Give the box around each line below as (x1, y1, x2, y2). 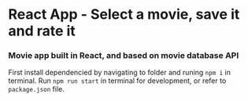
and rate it (8, 22, 76, 40)
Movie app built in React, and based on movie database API (8, 50, 239, 61)
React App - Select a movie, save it (8, 5, 240, 23)
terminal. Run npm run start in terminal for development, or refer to (8, 76, 227, 85)
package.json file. (8, 85, 65, 94)
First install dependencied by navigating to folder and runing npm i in (8, 68, 231, 78)
